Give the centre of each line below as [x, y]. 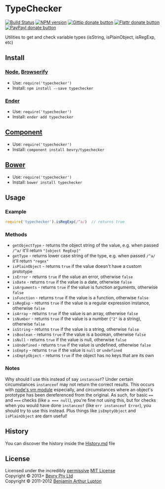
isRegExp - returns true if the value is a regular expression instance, [81, 303]
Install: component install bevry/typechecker [58, 149]
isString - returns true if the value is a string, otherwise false [76, 329]
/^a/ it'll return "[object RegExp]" [46, 250]
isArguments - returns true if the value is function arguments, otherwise [85, 287]
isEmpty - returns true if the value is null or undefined [67, 350]
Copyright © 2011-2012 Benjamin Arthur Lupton [54, 481]
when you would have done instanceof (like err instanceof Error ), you [78, 405]
